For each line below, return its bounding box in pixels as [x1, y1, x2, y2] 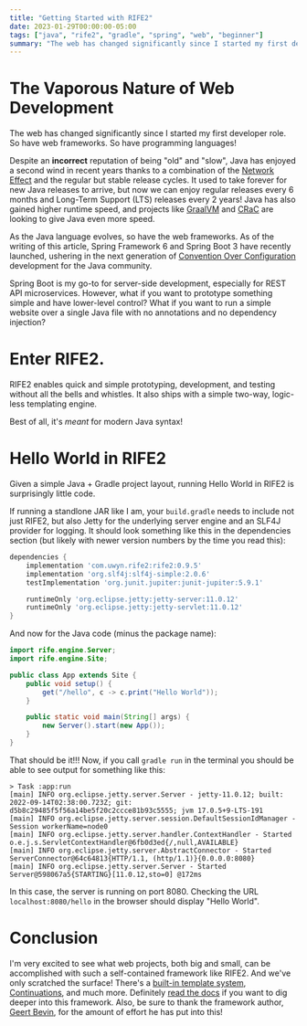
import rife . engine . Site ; [9, 654, 108, 663]
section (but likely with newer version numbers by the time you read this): [9, 535, 286, 546]
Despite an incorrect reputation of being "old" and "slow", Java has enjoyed [9, 155, 296, 166]
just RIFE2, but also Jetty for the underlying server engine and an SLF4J [9, 515, 281, 526]
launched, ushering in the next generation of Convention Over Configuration [9, 250, 297, 261]
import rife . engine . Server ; [9, 646, 117, 655]
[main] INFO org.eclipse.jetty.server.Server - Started [9, 862, 227, 871]
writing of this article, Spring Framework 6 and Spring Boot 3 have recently [9, 241, 291, 252]
